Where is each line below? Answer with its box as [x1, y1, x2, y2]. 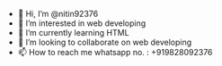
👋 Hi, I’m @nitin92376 [17, 9, 99, 19]
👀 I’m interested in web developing [17, 18, 147, 29]
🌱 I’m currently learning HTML [17, 28, 129, 37]
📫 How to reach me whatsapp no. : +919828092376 [17, 47, 213, 57]
